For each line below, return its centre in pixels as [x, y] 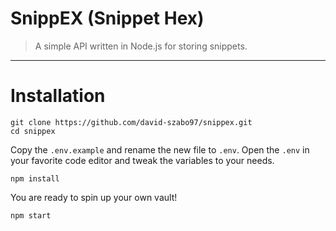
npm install [35, 178]
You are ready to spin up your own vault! [94, 197]
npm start [31, 215]
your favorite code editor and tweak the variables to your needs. [142, 160]
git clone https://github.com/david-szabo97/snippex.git [131, 122]
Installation [58, 96]
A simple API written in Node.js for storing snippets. [141, 46]
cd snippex [33, 131]
